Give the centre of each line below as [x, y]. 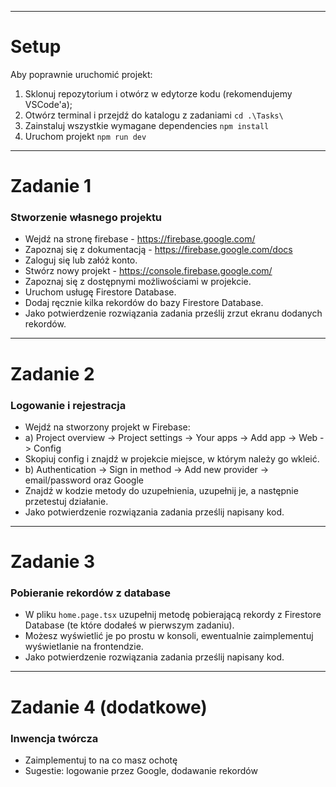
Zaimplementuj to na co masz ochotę [101, 760]
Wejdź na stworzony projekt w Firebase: [107, 427]
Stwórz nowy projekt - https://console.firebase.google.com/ [148, 271]
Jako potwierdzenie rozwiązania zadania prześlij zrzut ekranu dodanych [173, 313]
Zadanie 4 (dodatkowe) [109, 707]
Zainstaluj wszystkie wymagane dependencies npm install [147, 125]
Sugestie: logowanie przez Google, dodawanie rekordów [141, 770]
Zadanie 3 [53, 562]
